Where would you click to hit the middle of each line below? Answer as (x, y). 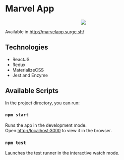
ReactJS (21, 59)
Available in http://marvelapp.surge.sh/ (45, 32)
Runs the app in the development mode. (46, 125)
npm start (17, 115)
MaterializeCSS (28, 70)
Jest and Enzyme (30, 75)
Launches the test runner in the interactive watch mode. (62, 153)
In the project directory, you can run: (42, 103)
